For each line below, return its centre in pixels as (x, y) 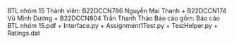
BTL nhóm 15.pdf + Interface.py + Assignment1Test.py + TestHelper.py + (113, 25)
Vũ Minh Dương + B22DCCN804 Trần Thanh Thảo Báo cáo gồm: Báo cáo (114, 18)
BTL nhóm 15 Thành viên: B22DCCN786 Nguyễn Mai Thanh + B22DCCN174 (117, 11)
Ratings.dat (24, 33)
